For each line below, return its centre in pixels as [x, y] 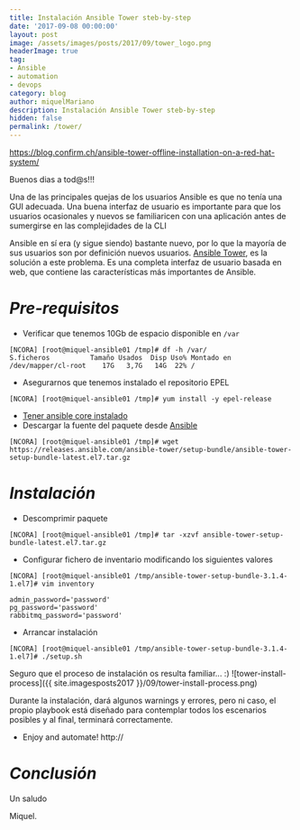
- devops [26, 85]
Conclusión [53, 774]
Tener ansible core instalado [75, 415]
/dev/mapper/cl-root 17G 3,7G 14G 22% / [102, 365]
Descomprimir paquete [65, 518]
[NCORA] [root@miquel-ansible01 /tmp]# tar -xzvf [105, 535]
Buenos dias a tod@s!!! [52, 180]
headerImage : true [44, 51]
